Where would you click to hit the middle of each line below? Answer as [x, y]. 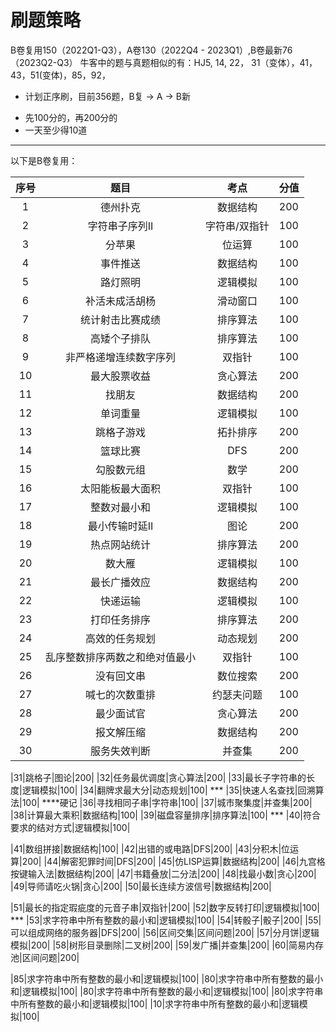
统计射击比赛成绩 [121, 319]
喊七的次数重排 [121, 694]
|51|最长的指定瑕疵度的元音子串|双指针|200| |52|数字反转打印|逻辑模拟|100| [165, 907]
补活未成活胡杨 [121, 301]
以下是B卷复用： [44, 160]
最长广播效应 [121, 582]
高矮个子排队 [121, 338]
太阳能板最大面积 [121, 488]
